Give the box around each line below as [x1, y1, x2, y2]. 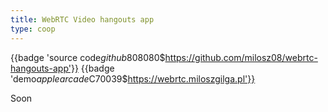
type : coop [10, 24, 56, 34]
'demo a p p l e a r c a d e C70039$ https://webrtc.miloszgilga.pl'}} [10, 72, 256, 85]
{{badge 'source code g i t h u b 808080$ [10, 51, 166, 63]
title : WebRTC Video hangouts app [10, 14, 155, 25]
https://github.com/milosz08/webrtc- [164, 51, 318, 63]
